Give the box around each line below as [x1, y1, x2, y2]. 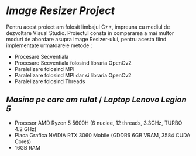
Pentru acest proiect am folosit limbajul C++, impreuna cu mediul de [6, 23, 170, 30]
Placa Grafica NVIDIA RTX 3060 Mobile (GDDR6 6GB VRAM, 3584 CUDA [14, 132, 191, 139]
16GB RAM [14, 144, 41, 151]
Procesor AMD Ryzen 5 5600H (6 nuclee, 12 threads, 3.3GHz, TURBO [14, 119, 183, 126]
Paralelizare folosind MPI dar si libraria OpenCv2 [14, 72, 132, 79]
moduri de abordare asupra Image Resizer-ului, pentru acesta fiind [6, 36, 167, 42]
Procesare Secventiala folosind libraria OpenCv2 [14, 59, 132, 66]
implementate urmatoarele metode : [6, 42, 92, 49]
